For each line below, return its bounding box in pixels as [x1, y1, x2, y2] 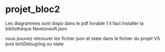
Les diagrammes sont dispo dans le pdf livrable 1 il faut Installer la [5, 20, 144, 26]
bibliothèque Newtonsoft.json [5, 25, 67, 31]
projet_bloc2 [5, 4, 60, 15]
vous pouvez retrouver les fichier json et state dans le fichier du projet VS [5, 35, 160, 41]
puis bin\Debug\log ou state [5, 40, 64, 46]
